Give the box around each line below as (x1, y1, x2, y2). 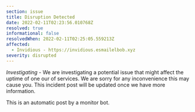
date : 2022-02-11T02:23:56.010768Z (6, 19, 94, 25)
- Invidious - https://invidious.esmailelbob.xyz (11, 47, 135, 53)
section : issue (6, 8, 44, 15)
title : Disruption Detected (6, 14, 75, 20)
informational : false (6, 31, 60, 37)
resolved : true (6, 25, 44, 31)
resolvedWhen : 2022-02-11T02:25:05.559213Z (6, 36, 115, 42)
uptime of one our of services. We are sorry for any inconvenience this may (6, 75, 190, 82)
